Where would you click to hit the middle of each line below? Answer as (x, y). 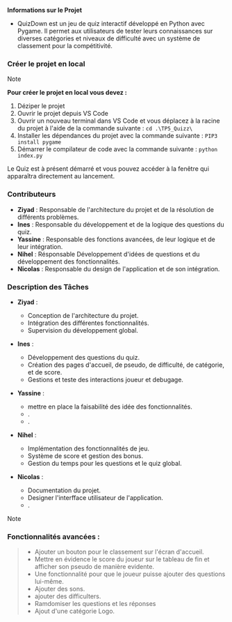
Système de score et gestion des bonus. (85, 455)
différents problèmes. (48, 217)
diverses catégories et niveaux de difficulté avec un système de (108, 38)
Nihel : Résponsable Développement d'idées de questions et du (108, 254)
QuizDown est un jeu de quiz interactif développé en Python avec (111, 23)
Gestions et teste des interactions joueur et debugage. (106, 379)
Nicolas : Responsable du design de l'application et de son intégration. (118, 268)
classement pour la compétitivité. (65, 46)
